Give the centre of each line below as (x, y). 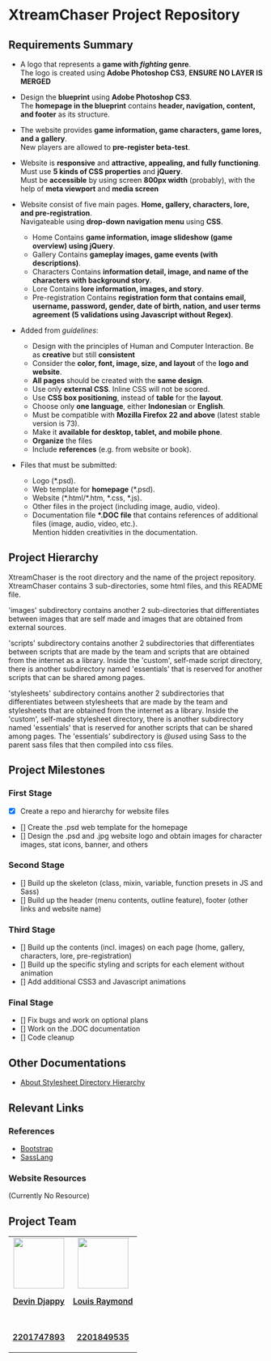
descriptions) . (56, 263)
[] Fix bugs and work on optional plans (84, 1020)
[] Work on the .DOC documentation (80, 1029)
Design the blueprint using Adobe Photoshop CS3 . (106, 97)
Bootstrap (36, 1148)
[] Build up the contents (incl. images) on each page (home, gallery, (132, 947)
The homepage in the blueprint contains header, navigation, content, (138, 106)
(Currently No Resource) (49, 1196)
